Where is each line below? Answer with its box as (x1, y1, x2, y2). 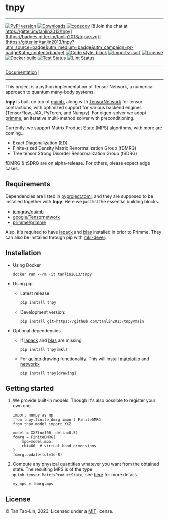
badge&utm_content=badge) (5, 49, 65, 55)
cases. (5, 165, 19, 171)
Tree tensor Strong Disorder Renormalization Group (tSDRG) (12, 150, 137, 156)
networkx (20, 361, 40, 367)
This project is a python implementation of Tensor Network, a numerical (5, 83, 154, 89)
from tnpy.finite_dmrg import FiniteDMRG (12, 417, 101, 422)
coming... (5, 130, 25, 136)
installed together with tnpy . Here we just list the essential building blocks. (5, 198, 159, 204)
